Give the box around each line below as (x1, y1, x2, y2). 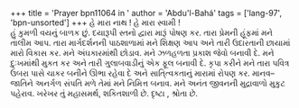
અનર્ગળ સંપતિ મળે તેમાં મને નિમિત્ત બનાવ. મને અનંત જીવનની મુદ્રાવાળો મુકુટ (35, 78, 285, 88)
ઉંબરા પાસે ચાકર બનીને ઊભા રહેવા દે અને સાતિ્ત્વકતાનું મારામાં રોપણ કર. (10, 67, 251, 78)
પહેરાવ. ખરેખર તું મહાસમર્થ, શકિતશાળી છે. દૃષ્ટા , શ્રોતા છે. (10, 88, 198, 98)
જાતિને (10, 78, 34, 88)
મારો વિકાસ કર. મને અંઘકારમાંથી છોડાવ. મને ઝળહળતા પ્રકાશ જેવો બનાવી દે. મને (10, 48, 275, 58)
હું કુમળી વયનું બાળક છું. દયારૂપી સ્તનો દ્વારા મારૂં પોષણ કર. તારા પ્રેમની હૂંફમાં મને (10, 27, 274, 38)
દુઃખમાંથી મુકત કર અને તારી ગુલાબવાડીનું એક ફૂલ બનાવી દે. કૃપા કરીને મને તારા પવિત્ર (10, 58, 290, 68)
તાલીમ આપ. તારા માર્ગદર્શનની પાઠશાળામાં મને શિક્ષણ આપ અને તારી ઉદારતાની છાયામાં (10, 38, 291, 48)
